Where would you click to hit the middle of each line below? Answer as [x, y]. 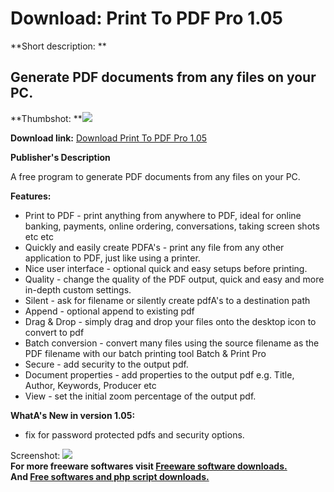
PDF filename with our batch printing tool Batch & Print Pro [145, 353]
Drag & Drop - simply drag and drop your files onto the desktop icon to [170, 321]
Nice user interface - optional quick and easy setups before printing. [166, 268]
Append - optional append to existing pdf [109, 311]
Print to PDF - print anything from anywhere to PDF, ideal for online [163, 215]
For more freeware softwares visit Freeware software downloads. [149, 466]
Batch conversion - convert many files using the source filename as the [172, 343]
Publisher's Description [60, 157]
